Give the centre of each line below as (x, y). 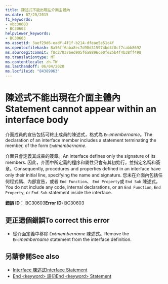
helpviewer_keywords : (28, 33)
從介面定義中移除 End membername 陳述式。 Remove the (71, 233)
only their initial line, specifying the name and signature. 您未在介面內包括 (82, 175)
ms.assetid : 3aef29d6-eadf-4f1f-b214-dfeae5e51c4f (60, 43)
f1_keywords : (19, 19)
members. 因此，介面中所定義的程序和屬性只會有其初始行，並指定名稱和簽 (83, 162)
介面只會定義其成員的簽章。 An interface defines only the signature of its (80, 156)
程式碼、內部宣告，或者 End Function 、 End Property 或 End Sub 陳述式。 (85, 181)
